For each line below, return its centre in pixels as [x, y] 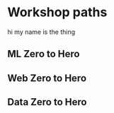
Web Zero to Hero [47, 78]
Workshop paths [57, 12]
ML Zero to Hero [44, 54]
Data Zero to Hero [47, 102]
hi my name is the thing [41, 32]
